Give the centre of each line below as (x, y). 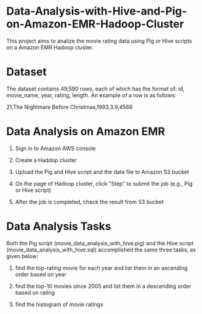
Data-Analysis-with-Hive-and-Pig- (97, 11)
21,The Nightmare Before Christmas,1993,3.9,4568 (69, 107)
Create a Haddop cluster (46, 160)
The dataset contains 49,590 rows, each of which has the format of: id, (96, 89)
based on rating (35, 292)
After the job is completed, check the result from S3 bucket (89, 202)
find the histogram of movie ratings (59, 304)
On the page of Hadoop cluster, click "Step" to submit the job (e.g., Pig (104, 183)
